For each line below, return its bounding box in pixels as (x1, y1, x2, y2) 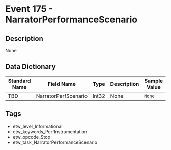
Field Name (47, 80, 76, 87)
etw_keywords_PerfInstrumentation (12, 128, 88, 135)
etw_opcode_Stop (12, 134, 51, 140)
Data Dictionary (5, 62, 56, 71)
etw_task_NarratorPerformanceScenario (12, 139, 98, 145)
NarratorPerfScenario (36, 92, 88, 99)
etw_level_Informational (12, 123, 63, 129)
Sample (144, 77, 163, 84)
